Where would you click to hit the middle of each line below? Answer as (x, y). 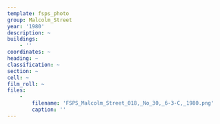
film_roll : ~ (26, 84)
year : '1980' (26, 26)
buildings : (23, 39)
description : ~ (29, 33)
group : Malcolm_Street (40, 20)
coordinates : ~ (29, 52)
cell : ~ (18, 77)
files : (17, 90)
